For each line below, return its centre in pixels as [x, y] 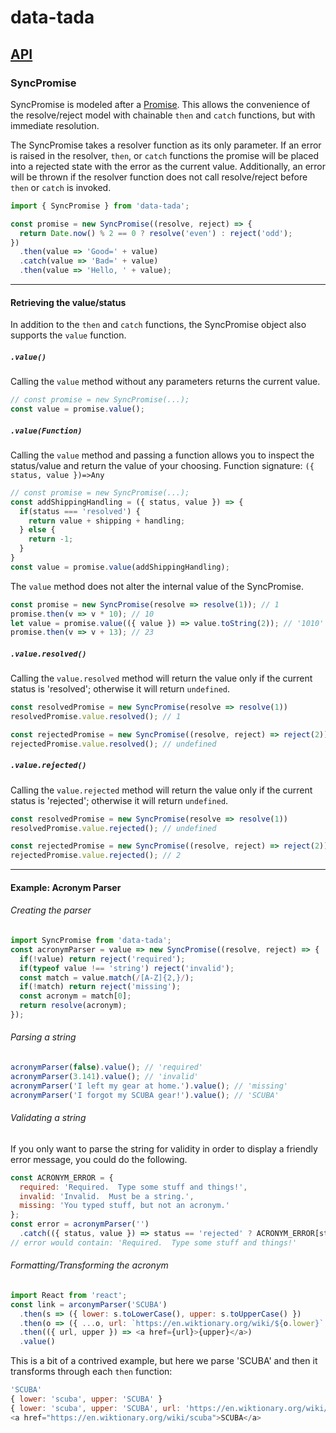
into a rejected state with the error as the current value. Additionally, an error [168, 166]
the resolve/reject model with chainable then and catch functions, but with [163, 115]
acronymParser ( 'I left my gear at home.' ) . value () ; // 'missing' [149, 1086]
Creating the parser [51, 910]
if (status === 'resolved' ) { [80, 511]
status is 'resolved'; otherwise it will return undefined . [120, 689]
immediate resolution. [55, 125]
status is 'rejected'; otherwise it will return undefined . [119, 800]
